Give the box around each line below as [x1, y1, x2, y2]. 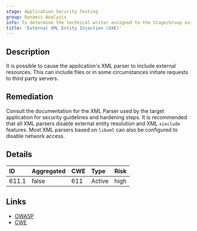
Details [6, 149, 32, 159]
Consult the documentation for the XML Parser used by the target [6, 107, 165, 115]
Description [6, 46, 50, 56]
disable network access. [6, 132, 66, 139]
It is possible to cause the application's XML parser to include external [6, 62, 176, 69]
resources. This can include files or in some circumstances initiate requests [6, 69, 189, 76]
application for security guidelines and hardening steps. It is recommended [6, 113, 188, 120]
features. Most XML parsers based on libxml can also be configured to [6, 126, 178, 133]
